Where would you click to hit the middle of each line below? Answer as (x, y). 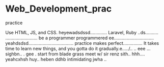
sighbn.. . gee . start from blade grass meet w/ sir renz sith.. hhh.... (75, 54)
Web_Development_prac (59, 9)
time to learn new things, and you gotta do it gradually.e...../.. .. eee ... (78, 48)
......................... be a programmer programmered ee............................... (80, 38)
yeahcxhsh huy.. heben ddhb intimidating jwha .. (56, 59)
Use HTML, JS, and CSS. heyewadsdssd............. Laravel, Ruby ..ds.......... (82, 32)
